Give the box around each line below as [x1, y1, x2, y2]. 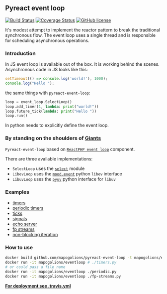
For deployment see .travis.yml [5, 283, 71, 289]
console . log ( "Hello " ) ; [5, 81, 55, 86]
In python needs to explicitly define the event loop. [5, 122, 109, 129]
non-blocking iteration [12, 231, 58, 237]
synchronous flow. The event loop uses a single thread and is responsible [5, 32, 156, 38]
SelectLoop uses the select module [12, 165, 85, 171]
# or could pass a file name [5, 265, 66, 270]
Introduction [5, 50, 36, 57]
